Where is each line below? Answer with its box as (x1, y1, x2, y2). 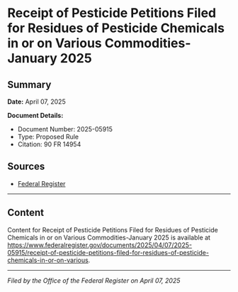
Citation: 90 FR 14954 (17, 140, 81, 148)
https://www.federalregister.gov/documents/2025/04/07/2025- (7, 240, 193, 249)
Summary (7, 78, 52, 90)
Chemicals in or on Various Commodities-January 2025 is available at (7, 233, 211, 242)
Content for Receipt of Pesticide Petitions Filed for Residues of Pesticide (7, 225, 218, 234)
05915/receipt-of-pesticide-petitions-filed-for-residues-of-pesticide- (7, 248, 209, 256)
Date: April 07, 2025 (7, 97, 66, 106)
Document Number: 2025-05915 (17, 125, 113, 133)
